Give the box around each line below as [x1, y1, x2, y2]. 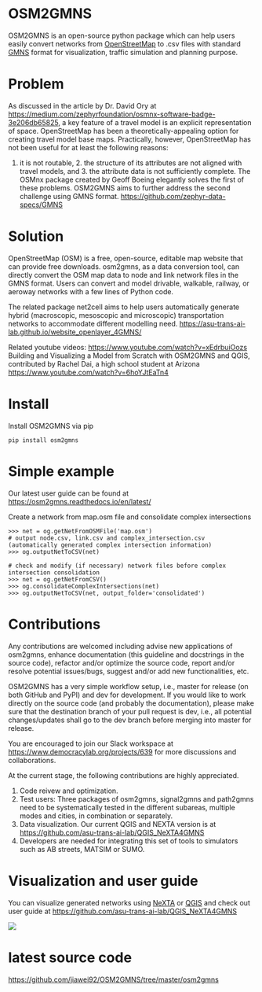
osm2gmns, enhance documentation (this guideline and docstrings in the [8, 650, 245, 659]
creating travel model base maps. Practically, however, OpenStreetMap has [8, 135, 251, 144]
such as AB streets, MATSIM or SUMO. [19, 844, 145, 854]
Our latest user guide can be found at [8, 489, 129, 498]
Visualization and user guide [8, 872, 198, 890]
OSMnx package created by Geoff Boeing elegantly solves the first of [19, 175, 245, 184]
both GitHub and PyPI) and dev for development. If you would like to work [8, 690, 246, 699]
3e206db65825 [8, 117, 59, 127]
